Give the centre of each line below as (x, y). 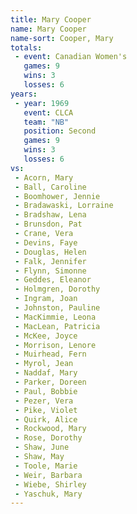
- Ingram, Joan (46, 299)
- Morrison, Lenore (55, 345)
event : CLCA (48, 112)
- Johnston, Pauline (57, 308)
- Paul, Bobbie (46, 391)
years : (24, 94)
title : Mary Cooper (51, 19)
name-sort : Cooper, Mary (62, 38)
